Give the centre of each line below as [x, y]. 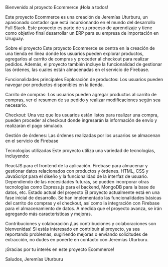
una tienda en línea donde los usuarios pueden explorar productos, [74, 53]
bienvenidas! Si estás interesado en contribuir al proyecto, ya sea [73, 229]
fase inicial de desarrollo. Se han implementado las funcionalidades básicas [83, 198]
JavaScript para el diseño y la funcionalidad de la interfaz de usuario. [77, 176]
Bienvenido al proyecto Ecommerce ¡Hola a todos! [57, 7]
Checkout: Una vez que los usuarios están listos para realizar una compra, [82, 115]
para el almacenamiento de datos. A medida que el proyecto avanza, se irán [83, 208]
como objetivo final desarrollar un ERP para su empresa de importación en [82, 33]
